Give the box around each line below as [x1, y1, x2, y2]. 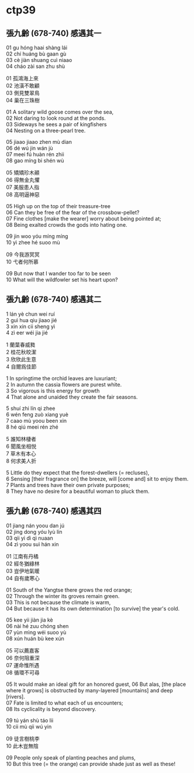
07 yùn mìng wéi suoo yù [6, 629, 67, 636]
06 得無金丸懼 [6, 177, 40, 183]
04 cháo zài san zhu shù [6, 63, 65, 70]
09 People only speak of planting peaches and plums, [6, 754, 136, 761]
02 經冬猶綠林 [6, 560, 40, 567]
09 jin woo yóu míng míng [6, 233, 68, 240]
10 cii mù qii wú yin [6, 723, 52, 730]
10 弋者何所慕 [6, 258, 39, 265]
